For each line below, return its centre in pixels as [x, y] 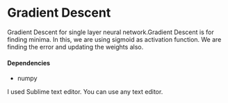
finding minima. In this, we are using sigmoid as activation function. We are [114, 39]
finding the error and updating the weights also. [75, 47]
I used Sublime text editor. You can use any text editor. [85, 92]
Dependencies [29, 63]
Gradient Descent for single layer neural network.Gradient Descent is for [111, 32]
